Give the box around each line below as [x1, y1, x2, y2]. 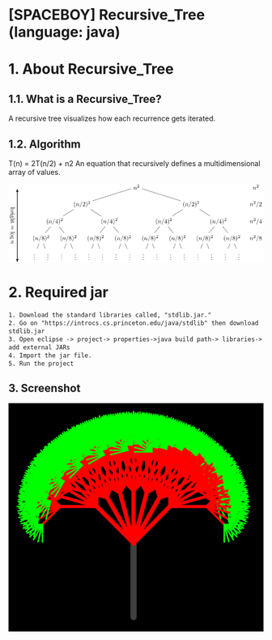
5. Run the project [8, 359, 74, 368]
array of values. [8, 168, 61, 177]
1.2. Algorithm [8, 137, 81, 151]
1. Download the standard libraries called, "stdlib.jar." [8, 310, 212, 319]
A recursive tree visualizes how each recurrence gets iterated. [8, 113, 216, 123]
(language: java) [8, 23, 121, 41]
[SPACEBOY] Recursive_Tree [8, 6, 205, 24]
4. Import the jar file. [8, 351, 92, 360]
